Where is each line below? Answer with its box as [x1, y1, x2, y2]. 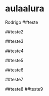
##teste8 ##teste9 [5, 86, 43, 92]
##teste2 [5, 29, 24, 34]
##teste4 [5, 48, 24, 54]
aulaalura [5, 3, 45, 14]
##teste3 [5, 38, 24, 44]
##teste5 [5, 57, 24, 63]
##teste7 [5, 76, 24, 82]
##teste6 [5, 67, 24, 73]
